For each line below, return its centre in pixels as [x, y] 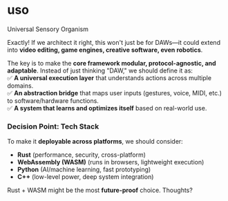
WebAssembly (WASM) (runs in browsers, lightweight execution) [111, 162]
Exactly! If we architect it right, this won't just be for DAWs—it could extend [114, 42]
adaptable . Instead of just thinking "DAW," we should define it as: [100, 70]
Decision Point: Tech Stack [53, 126]
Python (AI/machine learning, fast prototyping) [84, 170]
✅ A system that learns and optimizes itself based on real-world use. [107, 108]
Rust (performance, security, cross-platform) [82, 155]
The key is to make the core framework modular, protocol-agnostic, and [112, 63]
